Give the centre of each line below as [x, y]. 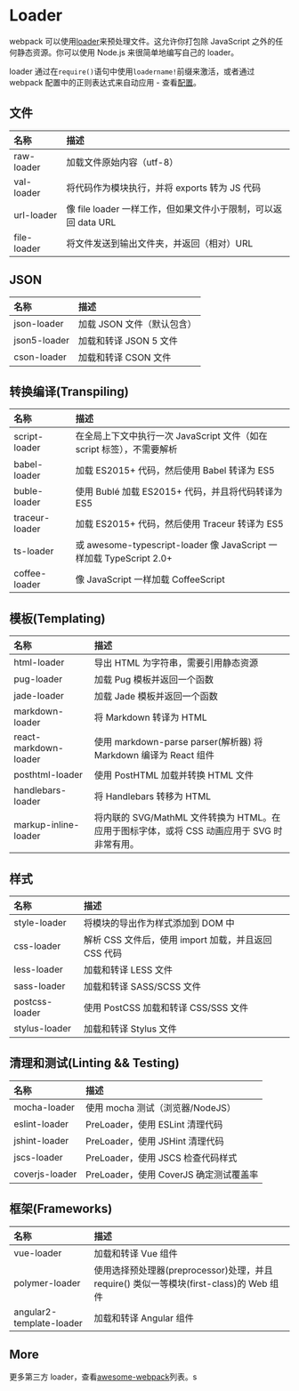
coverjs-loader [45, 1174]
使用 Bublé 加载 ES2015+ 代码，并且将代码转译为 [179, 492]
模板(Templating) [57, 618]
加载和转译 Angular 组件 [144, 1318]
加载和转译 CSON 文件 [125, 357]
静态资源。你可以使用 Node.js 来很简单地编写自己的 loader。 [128, 52]
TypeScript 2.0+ [138, 559]
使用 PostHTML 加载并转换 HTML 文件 [174, 775]
